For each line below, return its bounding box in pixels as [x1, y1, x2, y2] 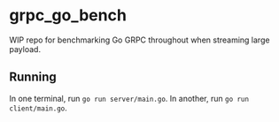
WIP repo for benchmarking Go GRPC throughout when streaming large [9, 34, 270, 45]
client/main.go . [9, 103, 68, 113]
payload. [9, 43, 42, 54]
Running [9, 70, 58, 85]
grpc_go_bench [9, 5, 127, 26]
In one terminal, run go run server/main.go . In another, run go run [9, 93, 250, 103]
